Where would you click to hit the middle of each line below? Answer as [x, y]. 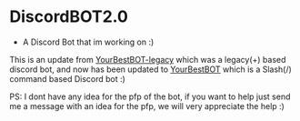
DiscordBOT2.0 [69, 17]
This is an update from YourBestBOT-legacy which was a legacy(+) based [148, 59]
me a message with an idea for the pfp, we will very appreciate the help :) [147, 106]
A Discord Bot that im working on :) [88, 42]
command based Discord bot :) [67, 78]
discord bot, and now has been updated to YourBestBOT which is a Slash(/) [151, 69]
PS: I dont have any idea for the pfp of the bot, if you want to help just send [150, 96]
